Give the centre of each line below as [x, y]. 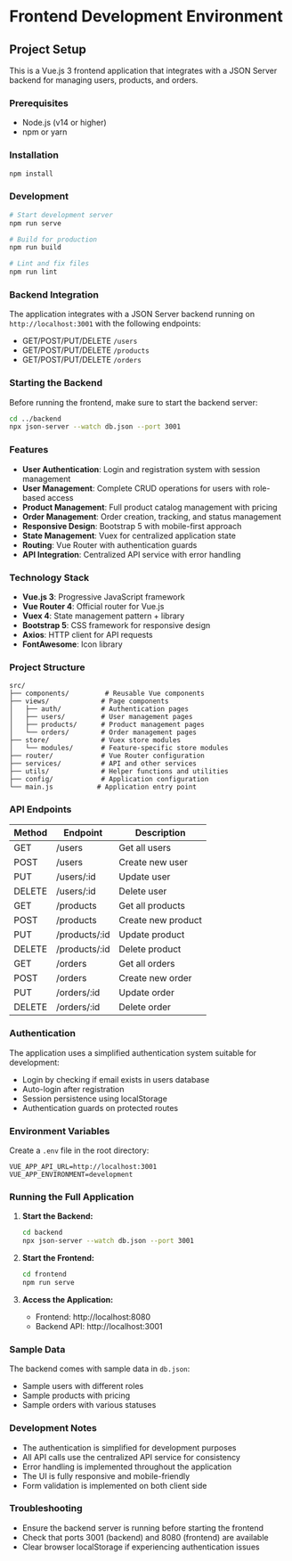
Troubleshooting [46, 1508]
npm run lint [33, 272]
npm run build [36, 248]
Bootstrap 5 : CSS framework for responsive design [116, 625]
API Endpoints [41, 810]
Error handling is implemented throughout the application [127, 1467]
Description [160, 832]
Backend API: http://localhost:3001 [99, 1326]
